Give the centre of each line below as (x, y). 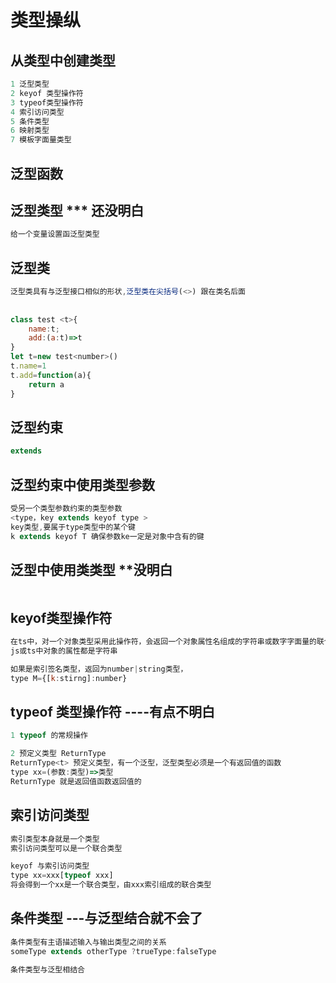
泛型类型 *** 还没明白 (77, 210)
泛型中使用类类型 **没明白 (91, 569)
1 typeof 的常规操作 (49, 736)
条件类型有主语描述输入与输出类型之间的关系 (88, 942)
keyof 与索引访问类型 (50, 866)
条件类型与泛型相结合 (47, 969)
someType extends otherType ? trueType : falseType (113, 951)
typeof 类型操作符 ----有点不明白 (113, 712)
